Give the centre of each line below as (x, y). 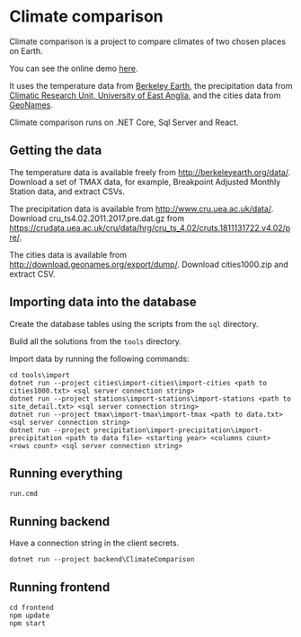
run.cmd (24, 494)
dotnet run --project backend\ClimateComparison (102, 560)
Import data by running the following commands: (99, 358)
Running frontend (60, 587)
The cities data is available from (68, 254)
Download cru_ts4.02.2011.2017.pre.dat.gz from (97, 218)
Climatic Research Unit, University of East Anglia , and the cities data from (145, 95)
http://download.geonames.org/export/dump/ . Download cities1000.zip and (149, 264)
